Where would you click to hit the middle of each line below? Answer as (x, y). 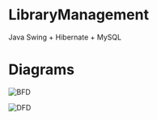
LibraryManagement (79, 15)
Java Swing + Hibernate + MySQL (65, 37)
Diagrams (42, 70)
